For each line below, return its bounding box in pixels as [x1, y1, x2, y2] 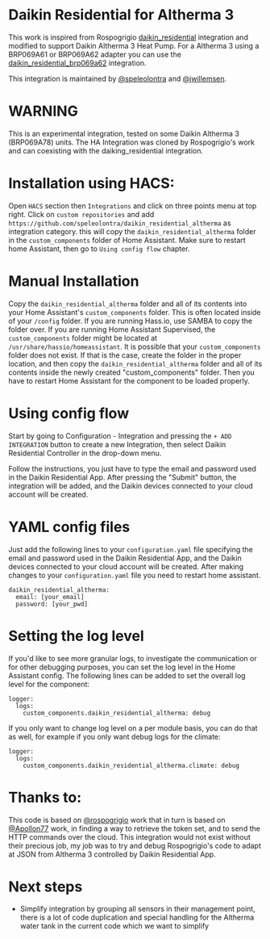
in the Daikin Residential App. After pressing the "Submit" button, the [8, 472, 237, 482]
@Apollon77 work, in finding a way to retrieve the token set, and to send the [8, 824, 260, 833]
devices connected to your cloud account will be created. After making [8, 561, 244, 571]
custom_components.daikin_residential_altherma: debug [23, 709, 211, 717]
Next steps [8, 878, 83, 895]
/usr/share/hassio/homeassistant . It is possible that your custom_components [8, 342, 261, 351]
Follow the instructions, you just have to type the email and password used [8, 463, 256, 473]
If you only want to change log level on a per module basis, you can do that [8, 723, 258, 732]
